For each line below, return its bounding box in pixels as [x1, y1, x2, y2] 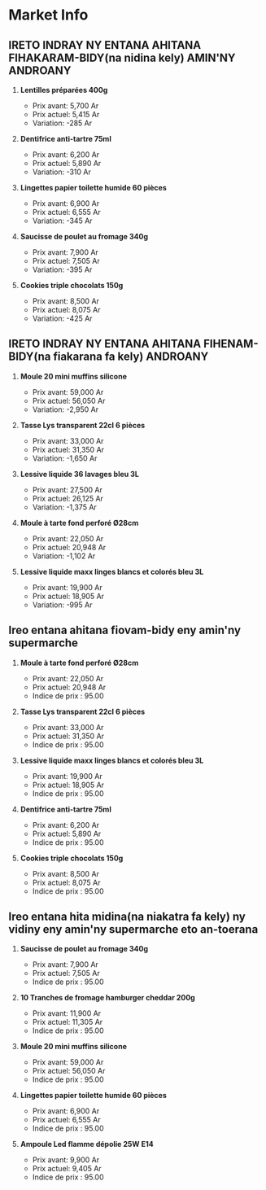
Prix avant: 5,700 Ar [32, 101, 99, 111]
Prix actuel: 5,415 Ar [32, 110, 100, 119]
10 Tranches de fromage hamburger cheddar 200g [20, 993, 195, 1003]
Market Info [8, 6, 89, 24]
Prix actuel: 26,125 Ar [32, 493, 104, 503]
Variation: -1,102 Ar [32, 551, 96, 561]
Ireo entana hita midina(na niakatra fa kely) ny [8, 910, 246, 924]
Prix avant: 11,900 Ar [32, 1008, 102, 1018]
